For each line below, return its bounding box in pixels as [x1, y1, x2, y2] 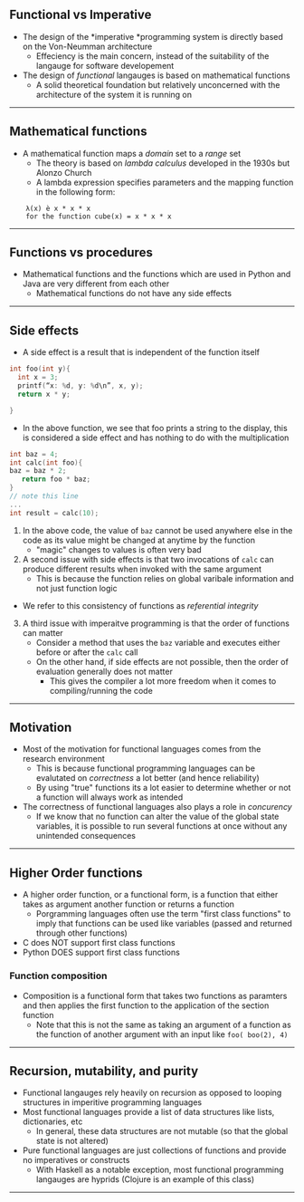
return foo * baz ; [21, 475, 91, 484]
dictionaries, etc [22, 1116, 83, 1127]
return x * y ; [17, 389, 71, 399]
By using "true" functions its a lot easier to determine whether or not [35, 783, 291, 793]
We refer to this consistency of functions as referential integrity [22, 600, 259, 611]
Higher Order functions [9, 865, 143, 880]
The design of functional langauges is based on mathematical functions [22, 70, 291, 81]
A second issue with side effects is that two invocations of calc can [22, 553, 274, 564]
